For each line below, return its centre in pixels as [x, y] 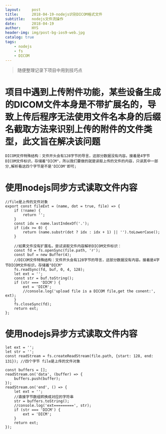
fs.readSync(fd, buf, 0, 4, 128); [49, 270]
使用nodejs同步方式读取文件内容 [71, 188]
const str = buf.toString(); [44, 278]
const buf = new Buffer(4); [43, 255]
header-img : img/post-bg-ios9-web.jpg [45, 33]
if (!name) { [27, 211]
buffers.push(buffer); [37, 379]
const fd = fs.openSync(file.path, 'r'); [57, 251]
